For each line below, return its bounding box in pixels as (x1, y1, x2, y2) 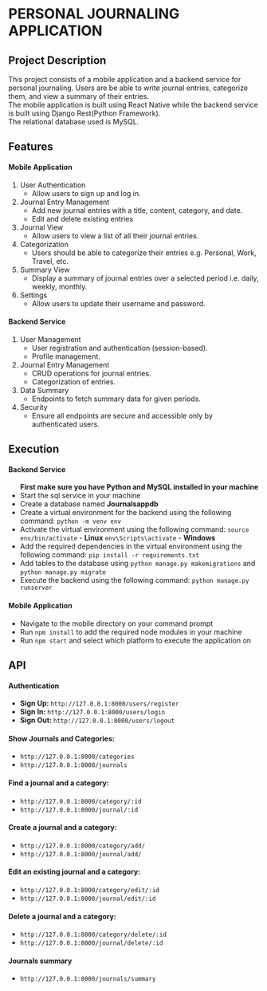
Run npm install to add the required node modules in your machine (19, 627, 242, 636)
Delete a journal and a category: (8, 911, 117, 921)
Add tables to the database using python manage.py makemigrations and (19, 559, 256, 568)
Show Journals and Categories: (8, 733, 116, 743)
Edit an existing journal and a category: (8, 867, 141, 877)
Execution (8, 442, 60, 456)
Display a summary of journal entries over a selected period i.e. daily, (31, 273, 259, 283)
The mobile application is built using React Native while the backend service (8, 100, 259, 109)
